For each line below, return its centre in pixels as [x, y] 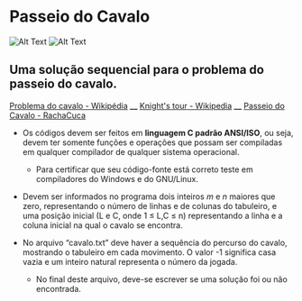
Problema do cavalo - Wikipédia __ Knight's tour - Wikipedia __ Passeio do [147, 105]
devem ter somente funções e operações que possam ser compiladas [152, 142]
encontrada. [58, 288]
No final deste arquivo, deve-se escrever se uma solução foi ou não [162, 279]
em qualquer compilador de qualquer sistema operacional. [131, 151]
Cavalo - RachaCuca [48, 115]
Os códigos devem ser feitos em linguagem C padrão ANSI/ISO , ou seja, [158, 132]
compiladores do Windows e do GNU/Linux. [117, 178]
